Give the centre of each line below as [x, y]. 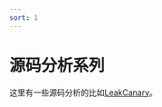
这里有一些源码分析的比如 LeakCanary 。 [84, 92]
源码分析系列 [57, 65]
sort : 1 [24, 18]
